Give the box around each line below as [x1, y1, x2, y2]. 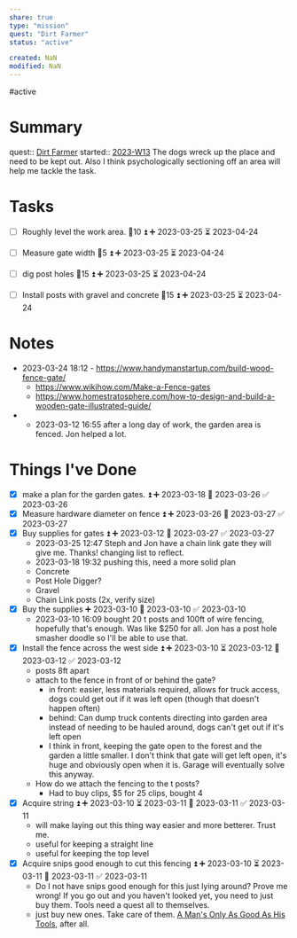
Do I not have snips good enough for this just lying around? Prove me [35, 881, 288, 891]
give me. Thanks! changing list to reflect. [35, 547, 184, 558]
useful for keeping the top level [35, 848, 149, 858]
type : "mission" [9, 21, 69, 30]
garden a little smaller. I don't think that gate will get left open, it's [48, 750, 287, 761]
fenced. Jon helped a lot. [35, 428, 127, 439]
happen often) [48, 703, 101, 714]
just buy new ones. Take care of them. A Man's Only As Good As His [35, 910, 285, 919]
